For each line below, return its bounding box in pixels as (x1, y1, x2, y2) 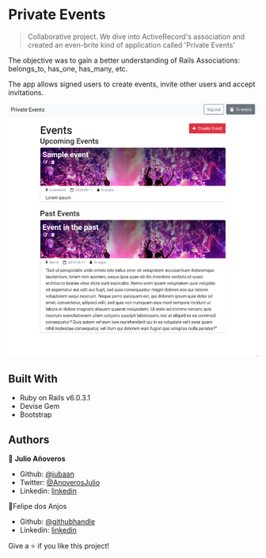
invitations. (8, 87, 44, 97)
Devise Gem (19, 402, 60, 411)
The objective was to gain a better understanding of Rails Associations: (8, 55, 241, 65)
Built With (8, 372, 58, 385)
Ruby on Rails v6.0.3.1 (19, 393, 91, 403)
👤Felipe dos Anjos (8, 502, 67, 511)
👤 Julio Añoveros (8, 454, 66, 464)
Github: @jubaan (19, 469, 75, 479)
